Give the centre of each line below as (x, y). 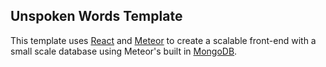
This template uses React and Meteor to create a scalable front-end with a (163, 40)
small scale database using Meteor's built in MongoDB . (124, 51)
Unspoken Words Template (96, 16)
